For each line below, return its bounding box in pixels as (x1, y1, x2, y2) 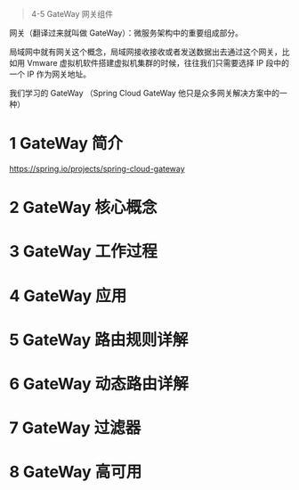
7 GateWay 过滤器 (9, 418, 141, 438)
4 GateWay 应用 (9, 285, 127, 306)
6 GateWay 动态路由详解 (9, 373, 190, 394)
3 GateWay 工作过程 (9, 241, 158, 262)
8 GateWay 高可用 (9, 462, 142, 482)
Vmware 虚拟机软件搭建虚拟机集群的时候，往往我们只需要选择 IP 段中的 (26, 58, 289, 68)
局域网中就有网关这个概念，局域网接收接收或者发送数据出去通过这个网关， (9, 46, 282, 57)
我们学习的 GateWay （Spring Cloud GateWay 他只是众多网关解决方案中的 (9, 88, 280, 98)
